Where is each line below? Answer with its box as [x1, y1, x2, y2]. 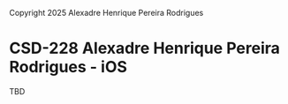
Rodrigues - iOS [9, 57, 128, 78]
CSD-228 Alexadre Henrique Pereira [9, 39, 281, 58]
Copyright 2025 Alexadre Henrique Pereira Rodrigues [9, 8, 204, 18]
